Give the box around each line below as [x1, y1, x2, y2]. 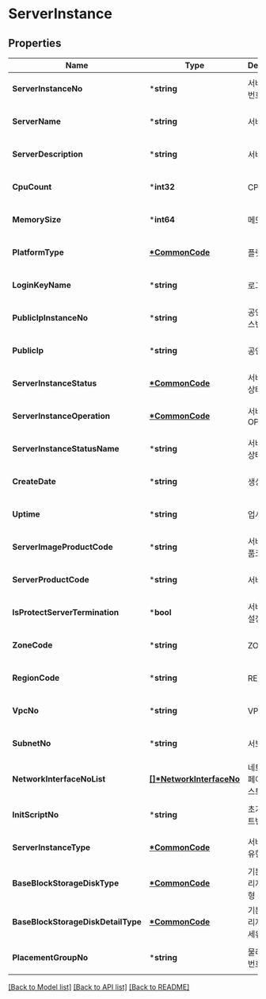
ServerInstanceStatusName [12, 444, 120, 454]
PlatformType [12, 247, 65, 258]
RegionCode [12, 672, 60, 683]
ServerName [12, 116, 61, 127]
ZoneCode [12, 640, 53, 651]
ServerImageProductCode [12, 541, 113, 552]
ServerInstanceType [12, 842, 91, 853]
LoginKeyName [12, 279, 71, 290]
